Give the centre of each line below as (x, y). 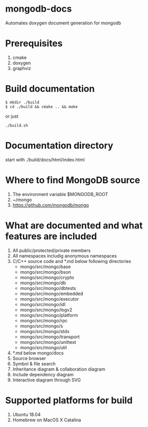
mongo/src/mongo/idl (43, 304)
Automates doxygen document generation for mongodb (63, 23)
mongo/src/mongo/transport (50, 337)
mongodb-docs (39, 9)
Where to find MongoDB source (73, 180)
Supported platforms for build (69, 400)
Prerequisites (34, 43)
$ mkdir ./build (22, 102)
